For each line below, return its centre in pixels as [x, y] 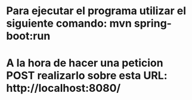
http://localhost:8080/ [64, 88]
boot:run [28, 36]
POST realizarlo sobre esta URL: [87, 76]
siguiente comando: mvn [69, 23]
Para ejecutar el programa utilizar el [96, 11]
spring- [153, 23]
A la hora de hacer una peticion [85, 63]
